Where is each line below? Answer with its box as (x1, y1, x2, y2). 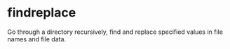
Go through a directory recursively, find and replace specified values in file (7, 28, 223, 36)
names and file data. (7, 35, 67, 43)
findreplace (7, 5, 76, 21)
